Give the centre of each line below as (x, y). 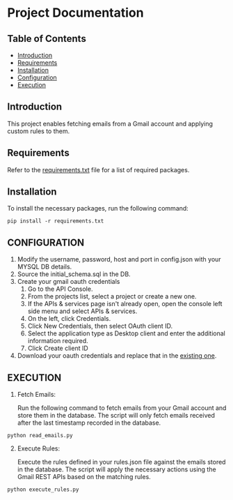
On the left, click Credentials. (69, 319)
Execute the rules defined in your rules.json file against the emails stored (121, 462)
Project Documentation (75, 13)
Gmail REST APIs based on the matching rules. (84, 477)
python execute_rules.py (43, 490)
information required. (58, 341)
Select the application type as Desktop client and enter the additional (127, 333)
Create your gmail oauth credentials (69, 282)
